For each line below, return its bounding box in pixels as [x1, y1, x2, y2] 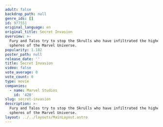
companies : [5, 83, 27, 88]
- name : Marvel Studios [9, 88, 57, 93]
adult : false [5, 7, 32, 12]
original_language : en [5, 25, 51, 30]
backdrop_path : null [5, 12, 47, 16]
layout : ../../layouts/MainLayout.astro [5, 114, 88, 120]
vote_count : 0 [5, 74, 34, 79]
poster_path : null [5, 52, 42, 57]
